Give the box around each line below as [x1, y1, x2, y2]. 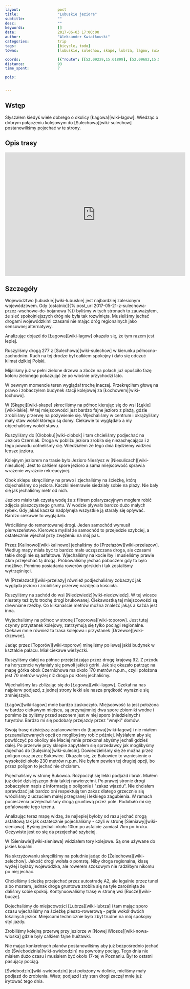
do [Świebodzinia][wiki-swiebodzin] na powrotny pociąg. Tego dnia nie [5, 948, 148, 954]
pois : [5, 75, 16, 80]
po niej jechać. [5, 869, 35, 875]
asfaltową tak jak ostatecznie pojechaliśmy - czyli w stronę [5, 818, 124, 824]
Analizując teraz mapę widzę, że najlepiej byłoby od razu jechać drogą [5, 813, 147, 819]
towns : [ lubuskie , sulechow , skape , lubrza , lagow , [5, 48, 150, 53]
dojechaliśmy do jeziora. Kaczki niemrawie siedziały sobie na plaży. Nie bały [5, 483, 159, 488]
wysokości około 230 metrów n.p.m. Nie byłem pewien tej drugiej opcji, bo [5, 758, 155, 764]
